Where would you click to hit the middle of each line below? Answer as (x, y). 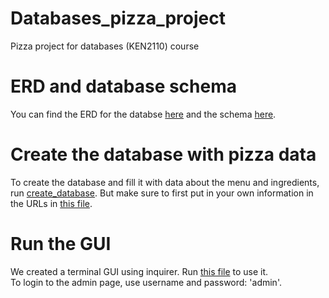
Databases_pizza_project (118, 18)
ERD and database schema (124, 86)
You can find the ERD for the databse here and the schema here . (143, 114)
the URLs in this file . (51, 203)
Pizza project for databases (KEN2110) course (105, 46)
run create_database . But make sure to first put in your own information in (162, 193)
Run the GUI (61, 244)
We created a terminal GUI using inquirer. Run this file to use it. (139, 271)
